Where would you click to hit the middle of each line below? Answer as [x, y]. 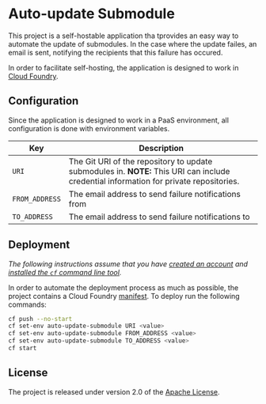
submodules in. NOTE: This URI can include [149, 171]
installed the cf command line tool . [65, 272]
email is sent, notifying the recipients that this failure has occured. [116, 52]
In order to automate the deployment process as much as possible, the [123, 287]
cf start [23, 349]
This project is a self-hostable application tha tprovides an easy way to [123, 36]
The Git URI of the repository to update [141, 161]
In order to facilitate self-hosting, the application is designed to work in [123, 67]
